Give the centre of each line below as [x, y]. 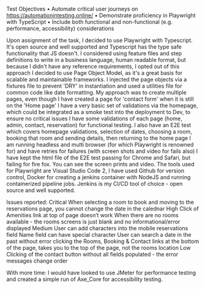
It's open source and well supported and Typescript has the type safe [94, 47]
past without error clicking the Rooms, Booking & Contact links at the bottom [103, 241]
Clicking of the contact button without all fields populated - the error [92, 254]
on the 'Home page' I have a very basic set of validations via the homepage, [102, 106]
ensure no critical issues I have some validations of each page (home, [94, 118]
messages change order [37, 261]
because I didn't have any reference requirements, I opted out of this [93, 66]
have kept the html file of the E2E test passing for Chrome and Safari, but [99, 158]
